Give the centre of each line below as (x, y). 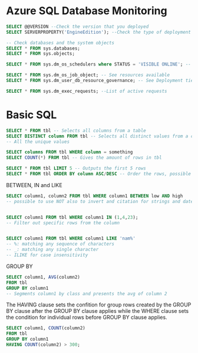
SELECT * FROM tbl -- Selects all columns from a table (76, 130)
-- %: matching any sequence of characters (60, 244)
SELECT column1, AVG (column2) (43, 277)
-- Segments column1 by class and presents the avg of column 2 (87, 293)
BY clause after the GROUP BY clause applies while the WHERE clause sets (98, 311)
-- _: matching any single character (52, 250)
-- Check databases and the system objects (60, 43)
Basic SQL (32, 115)
